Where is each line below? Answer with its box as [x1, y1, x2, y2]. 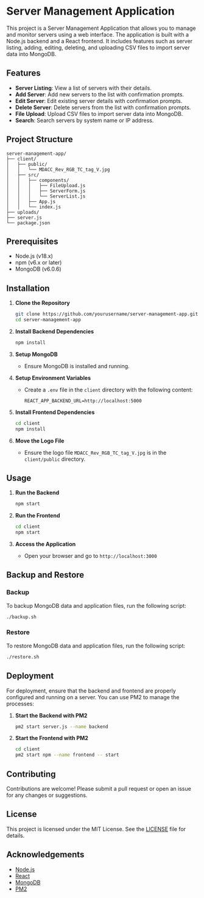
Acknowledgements [6, 849, 85, 860]
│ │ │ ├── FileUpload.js [6, 182, 86, 188]
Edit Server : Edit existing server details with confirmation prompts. [15, 97, 183, 104]
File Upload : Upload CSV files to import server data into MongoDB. [15, 110, 183, 117]
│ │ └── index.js [6, 204, 62, 210]
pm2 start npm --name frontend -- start [15, 752, 119, 758]
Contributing [6, 769, 56, 779]
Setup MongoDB [15, 351, 58, 358]
